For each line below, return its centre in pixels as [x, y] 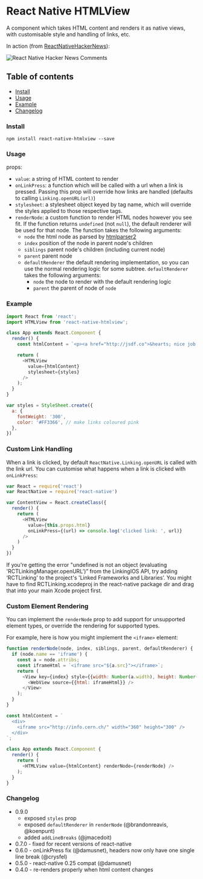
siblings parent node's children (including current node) [95, 250]
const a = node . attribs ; [48, 660]
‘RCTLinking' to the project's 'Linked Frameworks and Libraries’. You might [99, 578]
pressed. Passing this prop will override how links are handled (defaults [104, 192]
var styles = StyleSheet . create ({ [50, 406]
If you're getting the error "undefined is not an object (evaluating [87, 565]
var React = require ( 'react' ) [44, 486]
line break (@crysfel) [41, 857]
